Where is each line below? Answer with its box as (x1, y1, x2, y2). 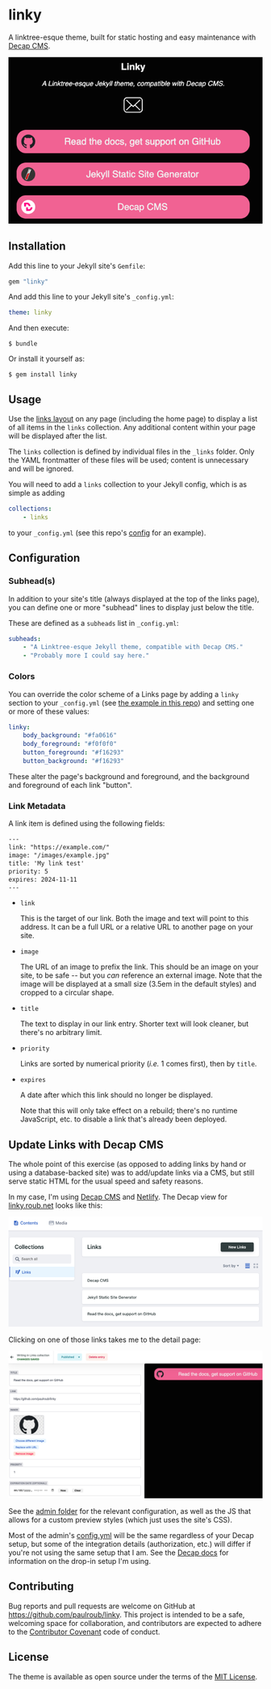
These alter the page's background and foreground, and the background (8, 771, 250, 781)
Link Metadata (8, 800, 66, 811)
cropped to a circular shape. (19, 987, 115, 998)
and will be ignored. (8, 464, 74, 474)
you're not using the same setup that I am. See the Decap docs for (8, 1548, 229, 1557)
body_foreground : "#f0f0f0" (23, 740, 117, 748)
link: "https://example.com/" (8, 844, 110, 852)
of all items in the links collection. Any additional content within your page (8, 422, 256, 433)
